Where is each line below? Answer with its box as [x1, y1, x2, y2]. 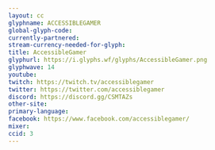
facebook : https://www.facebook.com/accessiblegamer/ [8, 115, 190, 123]
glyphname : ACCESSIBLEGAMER [8, 19, 102, 27]
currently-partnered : [8, 33, 80, 42]
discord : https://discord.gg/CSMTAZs [8, 93, 133, 101]
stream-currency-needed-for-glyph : [8, 41, 126, 49]
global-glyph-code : [8, 26, 73, 34]
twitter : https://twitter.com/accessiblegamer [8, 85, 165, 94]
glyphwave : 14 [8, 63, 56, 71]
